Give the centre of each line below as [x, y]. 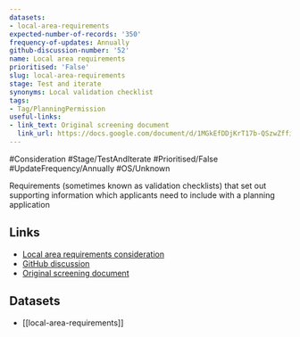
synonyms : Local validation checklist [81, 92]
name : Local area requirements [67, 59]
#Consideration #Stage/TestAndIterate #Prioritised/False [114, 159]
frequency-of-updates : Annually [69, 42]
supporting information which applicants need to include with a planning [142, 195]
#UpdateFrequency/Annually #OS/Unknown [90, 168]
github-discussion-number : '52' [69, 51]
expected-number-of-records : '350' [75, 34]
